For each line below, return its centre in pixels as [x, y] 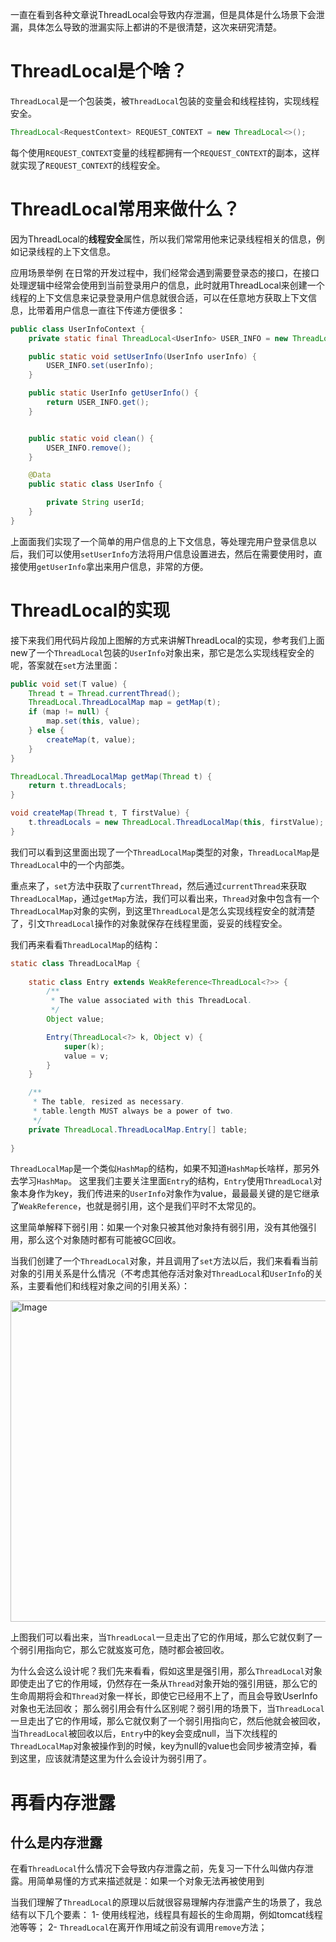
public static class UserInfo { [95, 484]
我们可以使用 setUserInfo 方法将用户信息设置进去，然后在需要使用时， [170, 554]
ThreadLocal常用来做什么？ [125, 209]
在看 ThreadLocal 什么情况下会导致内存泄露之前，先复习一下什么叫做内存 [157, 1869]
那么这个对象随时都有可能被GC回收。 [104, 1240]
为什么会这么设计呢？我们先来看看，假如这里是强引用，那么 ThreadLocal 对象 [166, 1671]
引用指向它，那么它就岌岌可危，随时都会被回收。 [128, 1650]
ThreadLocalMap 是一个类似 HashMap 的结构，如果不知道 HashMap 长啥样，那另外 [165, 1169]
